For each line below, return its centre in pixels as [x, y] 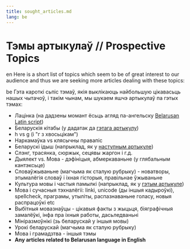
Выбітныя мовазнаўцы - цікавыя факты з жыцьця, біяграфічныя [94, 209]
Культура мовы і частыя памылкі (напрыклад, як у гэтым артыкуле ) [99, 184]
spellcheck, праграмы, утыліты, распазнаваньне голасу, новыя [93, 196]
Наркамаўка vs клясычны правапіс [58, 140]
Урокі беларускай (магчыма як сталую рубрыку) [75, 227]
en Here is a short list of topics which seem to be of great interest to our [93, 74]
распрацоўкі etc [34, 203]
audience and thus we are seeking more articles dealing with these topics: [96, 81]
